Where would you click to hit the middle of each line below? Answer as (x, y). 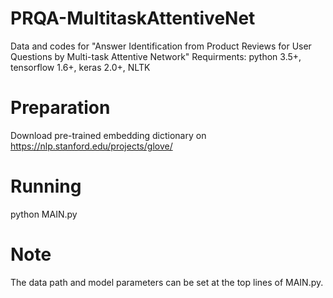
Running (46, 186)
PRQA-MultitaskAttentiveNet (133, 18)
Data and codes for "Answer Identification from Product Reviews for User (161, 46)
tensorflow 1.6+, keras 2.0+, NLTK (80, 67)
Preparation (60, 108)
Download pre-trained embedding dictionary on (108, 135)
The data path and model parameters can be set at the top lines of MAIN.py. (167, 282)
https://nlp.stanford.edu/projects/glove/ (91, 146)
